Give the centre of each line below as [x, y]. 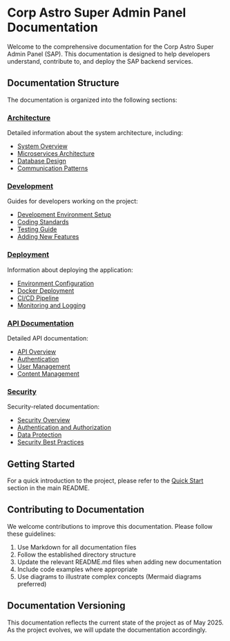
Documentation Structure [63, 83]
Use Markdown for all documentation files [77, 547]
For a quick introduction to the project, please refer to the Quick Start [105, 481]
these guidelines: [32, 534]
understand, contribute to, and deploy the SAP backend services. [100, 61]
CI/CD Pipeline [38, 298]
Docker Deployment [46, 290]
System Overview [42, 146]
